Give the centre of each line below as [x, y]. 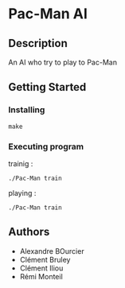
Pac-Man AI [48, 14]
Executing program [46, 146]
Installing [27, 110]
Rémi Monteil [41, 276]
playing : [22, 193]
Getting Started [47, 87]
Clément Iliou [41, 268]
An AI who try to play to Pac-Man [63, 62]
